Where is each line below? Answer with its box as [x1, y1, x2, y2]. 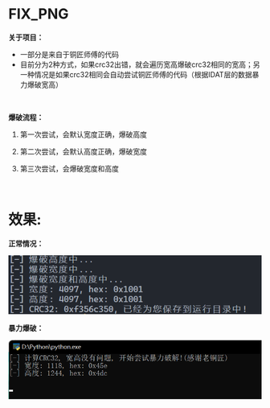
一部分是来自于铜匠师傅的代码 [19, 49, 119, 59]
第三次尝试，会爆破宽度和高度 [19, 163, 119, 173]
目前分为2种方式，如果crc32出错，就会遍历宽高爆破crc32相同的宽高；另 [19, 60, 260, 69]
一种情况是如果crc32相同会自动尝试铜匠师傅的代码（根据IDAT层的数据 [19, 69, 252, 79]
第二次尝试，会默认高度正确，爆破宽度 [19, 146, 147, 156]
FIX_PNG [8, 5, 69, 23]
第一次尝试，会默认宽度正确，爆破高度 [19, 130, 147, 139]
